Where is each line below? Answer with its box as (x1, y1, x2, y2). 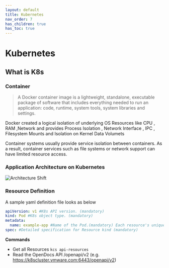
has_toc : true (5, 26, 35, 31)
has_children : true (5, 21, 46, 27)
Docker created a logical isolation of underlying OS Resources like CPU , (5, 120, 155, 126)
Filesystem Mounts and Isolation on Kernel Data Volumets (5, 131, 125, 136)
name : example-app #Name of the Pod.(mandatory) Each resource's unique (10, 223, 165, 228)
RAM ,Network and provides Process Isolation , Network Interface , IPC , (5, 125, 155, 131)
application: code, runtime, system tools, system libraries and (17, 105, 145, 111)
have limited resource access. (5, 151, 67, 157)
